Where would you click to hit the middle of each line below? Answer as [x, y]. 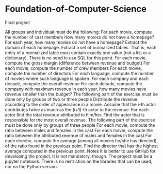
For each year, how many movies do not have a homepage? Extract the [76, 42]
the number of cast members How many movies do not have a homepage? [80, 37]
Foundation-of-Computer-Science [76, 9]
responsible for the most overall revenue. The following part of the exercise [80, 120]
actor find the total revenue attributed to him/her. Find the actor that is [75, 115]
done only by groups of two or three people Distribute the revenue [71, 99]
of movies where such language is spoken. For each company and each [77, 78]
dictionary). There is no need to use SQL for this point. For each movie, [76, 58]
